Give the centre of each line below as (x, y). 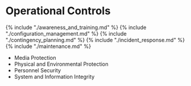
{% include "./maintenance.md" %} (48, 46)
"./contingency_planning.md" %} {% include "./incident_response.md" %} (95, 40)
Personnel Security (37, 70)
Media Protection (35, 58)
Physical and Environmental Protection (61, 64)
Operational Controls (58, 11)
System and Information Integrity (54, 77)
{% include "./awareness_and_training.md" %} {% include (76, 27)
